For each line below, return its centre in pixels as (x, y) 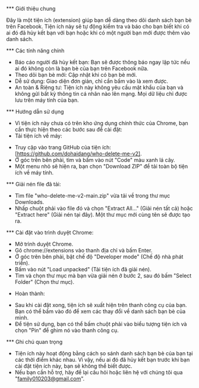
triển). (22, 263)
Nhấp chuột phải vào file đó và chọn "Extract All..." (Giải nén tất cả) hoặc (104, 208)
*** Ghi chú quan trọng (34, 342)
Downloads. (29, 202)
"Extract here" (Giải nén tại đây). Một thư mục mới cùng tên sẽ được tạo (102, 215)
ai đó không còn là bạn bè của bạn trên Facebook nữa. (81, 68)
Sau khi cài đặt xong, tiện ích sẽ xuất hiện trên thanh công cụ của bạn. (101, 305)
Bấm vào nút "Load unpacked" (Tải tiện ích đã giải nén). (83, 269)
